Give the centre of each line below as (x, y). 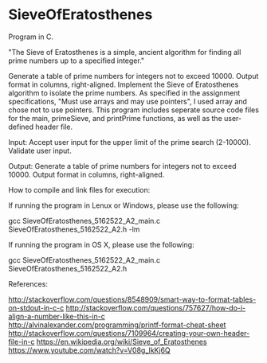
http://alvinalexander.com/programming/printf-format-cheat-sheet (117, 325)
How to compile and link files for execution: (79, 189)
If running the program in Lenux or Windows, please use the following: (124, 205)
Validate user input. (40, 150)
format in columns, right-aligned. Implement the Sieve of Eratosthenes (124, 84)
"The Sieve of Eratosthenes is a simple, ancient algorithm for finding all (125, 52)
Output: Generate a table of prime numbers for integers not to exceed (122, 166)
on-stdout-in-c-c (36, 307)
